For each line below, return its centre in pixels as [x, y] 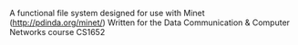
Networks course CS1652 [57, 32]
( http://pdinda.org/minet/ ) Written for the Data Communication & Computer [149, 22]
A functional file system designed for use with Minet [107, 13]
